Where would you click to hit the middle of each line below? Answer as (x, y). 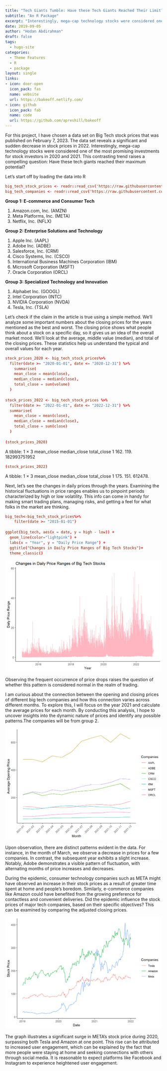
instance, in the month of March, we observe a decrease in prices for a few (82, 853)
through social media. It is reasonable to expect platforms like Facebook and (83, 1058)
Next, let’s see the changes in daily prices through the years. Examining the (82, 486)
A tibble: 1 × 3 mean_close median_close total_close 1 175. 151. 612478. (77, 476)
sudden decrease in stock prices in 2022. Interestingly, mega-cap (73, 146)
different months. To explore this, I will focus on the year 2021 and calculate (83, 705)
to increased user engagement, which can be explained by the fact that (78, 1047)
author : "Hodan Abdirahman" (34, 32)
